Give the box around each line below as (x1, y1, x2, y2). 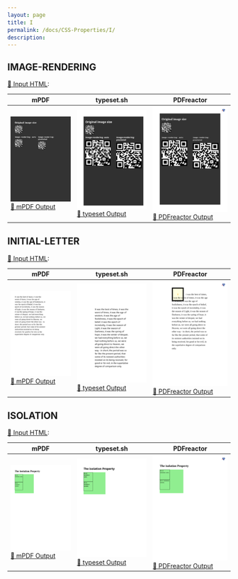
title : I (7, 18, 33, 26)
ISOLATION (7, 410, 58, 422)
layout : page (7, 11, 46, 18)
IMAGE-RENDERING (7, 61, 97, 73)
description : (7, 34, 46, 41)
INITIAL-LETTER (7, 235, 80, 247)
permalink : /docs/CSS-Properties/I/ (7, 26, 115, 33)
